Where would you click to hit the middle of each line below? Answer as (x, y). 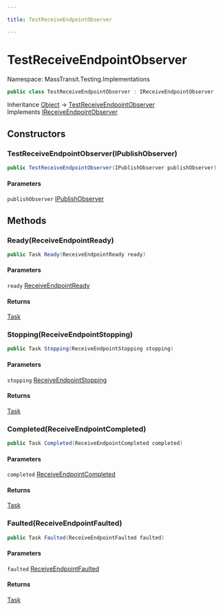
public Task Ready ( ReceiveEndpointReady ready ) (77, 254)
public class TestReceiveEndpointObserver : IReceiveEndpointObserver (110, 92)
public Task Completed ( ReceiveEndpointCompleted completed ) (95, 444)
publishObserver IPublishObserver (56, 199)
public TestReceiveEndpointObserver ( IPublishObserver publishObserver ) (112, 168)
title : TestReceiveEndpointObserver (60, 19)
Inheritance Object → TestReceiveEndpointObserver (81, 105)
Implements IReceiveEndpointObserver (63, 112)
